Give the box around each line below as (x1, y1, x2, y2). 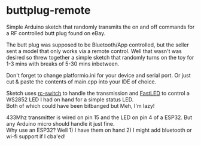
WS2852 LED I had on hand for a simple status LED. (6, 96, 134, 103)
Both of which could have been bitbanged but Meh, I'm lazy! (6, 102, 155, 109)
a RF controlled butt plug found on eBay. (6, 29, 106, 36)
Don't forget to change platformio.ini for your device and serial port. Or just (6, 72, 191, 79)
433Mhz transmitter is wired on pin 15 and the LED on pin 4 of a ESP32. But (6, 114, 193, 121)
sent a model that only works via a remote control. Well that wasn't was (6, 47, 182, 54)
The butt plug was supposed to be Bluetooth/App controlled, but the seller (6, 41, 190, 48)
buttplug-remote (6, 4, 91, 17)
